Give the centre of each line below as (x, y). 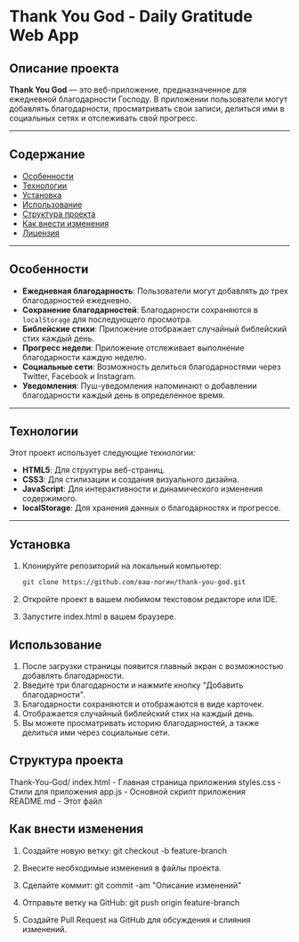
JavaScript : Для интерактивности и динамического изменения (142, 489)
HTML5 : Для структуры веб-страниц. (93, 470)
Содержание (48, 155)
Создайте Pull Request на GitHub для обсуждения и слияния (136, 920)
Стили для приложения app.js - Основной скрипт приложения (128, 791)
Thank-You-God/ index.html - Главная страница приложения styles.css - (145, 781)
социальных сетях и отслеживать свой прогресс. (104, 118)
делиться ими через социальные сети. (96, 732)
